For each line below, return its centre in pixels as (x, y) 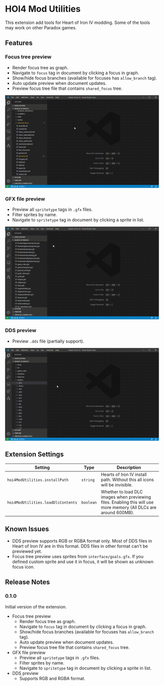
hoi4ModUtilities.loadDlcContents (42, 503)
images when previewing (126, 497)
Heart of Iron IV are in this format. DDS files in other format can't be (80, 546)
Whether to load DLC (122, 492)
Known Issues (27, 529)
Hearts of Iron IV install (124, 475)
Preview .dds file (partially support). (48, 341)
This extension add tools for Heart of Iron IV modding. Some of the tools (78, 22)
